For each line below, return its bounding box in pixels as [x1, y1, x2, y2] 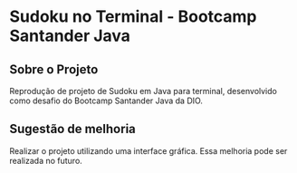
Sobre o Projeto [9, 62, 99, 77]
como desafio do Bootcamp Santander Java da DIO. [9, 95, 204, 106]
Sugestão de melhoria [9, 121, 136, 137]
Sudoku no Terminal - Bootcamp [9, 6, 257, 27]
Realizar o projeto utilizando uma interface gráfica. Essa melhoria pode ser [9, 145, 288, 156]
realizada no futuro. [9, 155, 83, 166]
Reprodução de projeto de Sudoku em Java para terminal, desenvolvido [9, 86, 278, 96]
